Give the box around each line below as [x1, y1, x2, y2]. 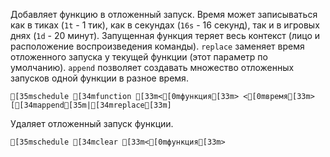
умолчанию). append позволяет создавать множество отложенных [10, 62, 295, 73]
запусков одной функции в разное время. [10, 72, 189, 84]
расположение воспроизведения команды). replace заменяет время [10, 40, 305, 52]
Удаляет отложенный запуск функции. [10, 118, 174, 129]
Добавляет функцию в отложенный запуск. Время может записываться [10, 9, 318, 20]
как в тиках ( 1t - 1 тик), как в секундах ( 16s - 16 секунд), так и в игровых [10, 19, 320, 31]
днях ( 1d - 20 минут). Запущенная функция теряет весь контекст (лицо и [10, 30, 320, 41]
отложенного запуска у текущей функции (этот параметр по [10, 51, 268, 63]
